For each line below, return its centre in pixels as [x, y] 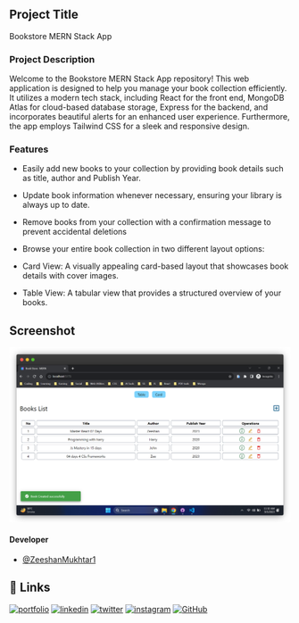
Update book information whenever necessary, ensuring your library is [152, 195]
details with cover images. [70, 276]
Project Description [52, 59]
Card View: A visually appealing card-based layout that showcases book [155, 266]
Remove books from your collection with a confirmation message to [146, 222]
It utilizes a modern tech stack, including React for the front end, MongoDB [147, 98]
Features [29, 149]
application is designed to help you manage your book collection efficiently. [148, 88]
